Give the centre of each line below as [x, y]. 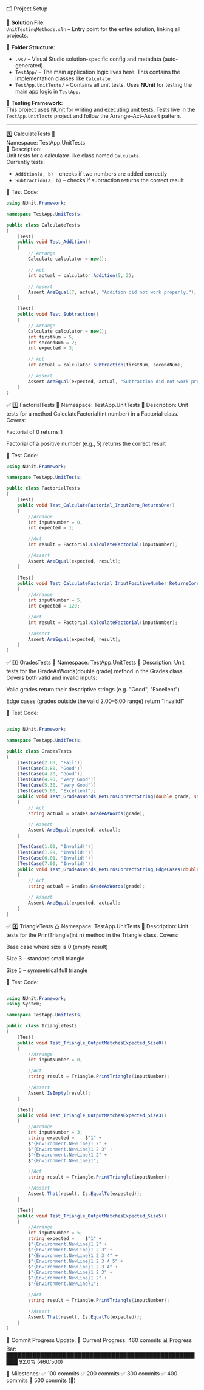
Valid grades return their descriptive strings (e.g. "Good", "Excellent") [93, 690]
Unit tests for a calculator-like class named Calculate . [73, 156]
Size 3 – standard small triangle [46, 958]
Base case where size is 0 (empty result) [57, 947]
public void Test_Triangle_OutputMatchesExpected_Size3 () [92, 1115]
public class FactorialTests [43, 488]
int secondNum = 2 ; [53, 343]
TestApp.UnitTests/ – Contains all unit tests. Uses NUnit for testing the [104, 85]
